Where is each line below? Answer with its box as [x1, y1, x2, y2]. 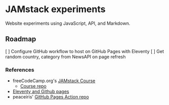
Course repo [20, 83, 47, 89]
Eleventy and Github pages [12, 88, 70, 94]
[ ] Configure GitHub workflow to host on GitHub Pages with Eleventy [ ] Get [5, 48, 164, 54]
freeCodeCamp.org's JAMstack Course [12, 78, 95, 84]
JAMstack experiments [5, 4, 106, 15]
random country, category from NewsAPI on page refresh [5, 54, 126, 60]
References [5, 66, 35, 73]
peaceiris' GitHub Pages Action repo [12, 94, 89, 100]
